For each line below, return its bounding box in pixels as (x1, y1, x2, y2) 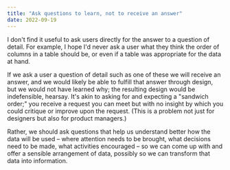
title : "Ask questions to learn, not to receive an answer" (7, 10, 183, 17)
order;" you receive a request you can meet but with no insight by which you (7, 99, 224, 108)
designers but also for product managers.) (7, 114, 127, 122)
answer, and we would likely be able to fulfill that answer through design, (7, 77, 214, 86)
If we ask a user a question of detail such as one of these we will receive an (7, 70, 221, 79)
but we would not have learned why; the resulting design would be (7, 85, 196, 93)
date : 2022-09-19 (7, 16, 57, 23)
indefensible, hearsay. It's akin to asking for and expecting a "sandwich (7, 92, 209, 100)
